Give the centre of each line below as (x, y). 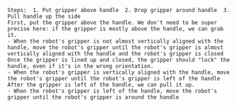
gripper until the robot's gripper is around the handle (93, 97)
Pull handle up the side (44, 16)
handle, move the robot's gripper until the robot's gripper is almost (115, 48)
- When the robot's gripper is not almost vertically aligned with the (115, 41)
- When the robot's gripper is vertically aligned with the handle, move (119, 72)
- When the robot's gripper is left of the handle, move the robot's (112, 91)
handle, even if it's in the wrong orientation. (81, 66)
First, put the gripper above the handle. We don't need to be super (112, 23)
